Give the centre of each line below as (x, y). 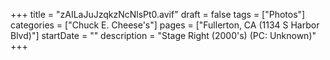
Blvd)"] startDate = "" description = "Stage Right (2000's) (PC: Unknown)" (163, 35)
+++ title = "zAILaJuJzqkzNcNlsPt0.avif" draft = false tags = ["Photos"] (158, 14)
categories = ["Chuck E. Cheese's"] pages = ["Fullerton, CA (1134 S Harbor (165, 25)
